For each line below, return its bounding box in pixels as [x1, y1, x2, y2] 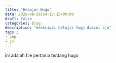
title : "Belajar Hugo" [5, 7, 52, 12]
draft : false [5, 16, 32, 21]
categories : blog [5, 21, 41, 26]
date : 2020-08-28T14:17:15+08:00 [5, 12, 74, 17]
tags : [5, 30, 19, 35]
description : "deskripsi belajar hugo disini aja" [5, 25, 112, 30]
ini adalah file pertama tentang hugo [5, 52, 79, 58]
